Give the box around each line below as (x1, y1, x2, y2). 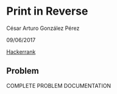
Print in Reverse (6, 4, 88, 18)
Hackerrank (6, 48, 36, 56)
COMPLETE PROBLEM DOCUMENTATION (6, 82, 112, 89)
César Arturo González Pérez (6, 24, 80, 32)
